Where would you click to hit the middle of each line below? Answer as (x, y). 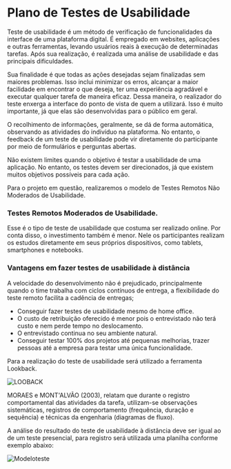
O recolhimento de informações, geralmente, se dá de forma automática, (110, 124)
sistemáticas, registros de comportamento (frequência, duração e (101, 410)
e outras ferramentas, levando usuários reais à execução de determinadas (113, 46)
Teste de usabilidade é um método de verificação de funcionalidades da (110, 32)
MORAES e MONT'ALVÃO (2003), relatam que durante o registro (99, 395)
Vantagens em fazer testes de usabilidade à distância (99, 268)
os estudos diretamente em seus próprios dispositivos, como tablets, (105, 243)
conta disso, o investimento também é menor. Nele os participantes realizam (116, 235)
